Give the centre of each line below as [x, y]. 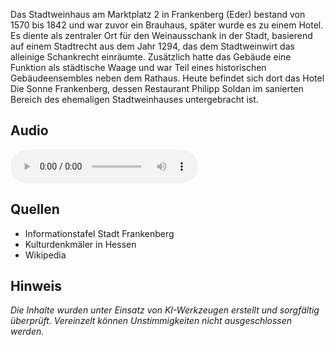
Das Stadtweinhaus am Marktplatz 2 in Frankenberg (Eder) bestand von [158, 14]
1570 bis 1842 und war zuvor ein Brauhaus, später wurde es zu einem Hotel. [167, 25]
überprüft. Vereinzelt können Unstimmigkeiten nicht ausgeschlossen [151, 321]
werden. [27, 331]
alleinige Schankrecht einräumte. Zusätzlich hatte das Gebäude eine [151, 57]
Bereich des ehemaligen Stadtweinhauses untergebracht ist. [134, 99]
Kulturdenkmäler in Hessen [80, 244]
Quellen [35, 209]
